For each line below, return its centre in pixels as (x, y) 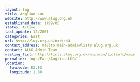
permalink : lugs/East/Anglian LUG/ (41, 59)
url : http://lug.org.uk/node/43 (38, 41)
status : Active (20, 27)
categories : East (23, 37)
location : (15, 63)
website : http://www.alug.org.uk (39, 18)
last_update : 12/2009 (27, 32)
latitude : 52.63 (26, 68)
